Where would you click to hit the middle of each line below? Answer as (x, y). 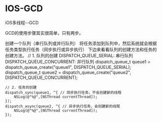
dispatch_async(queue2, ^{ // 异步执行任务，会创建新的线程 (63, 106)
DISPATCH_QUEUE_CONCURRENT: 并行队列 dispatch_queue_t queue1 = (78, 61)
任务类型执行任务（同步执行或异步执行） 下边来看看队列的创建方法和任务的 (81, 49)
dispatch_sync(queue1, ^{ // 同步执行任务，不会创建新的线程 (63, 92)
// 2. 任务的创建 (21, 87)
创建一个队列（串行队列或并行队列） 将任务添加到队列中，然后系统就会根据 (81, 43)
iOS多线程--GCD (22, 22)
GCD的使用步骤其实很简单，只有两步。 (44, 33)
